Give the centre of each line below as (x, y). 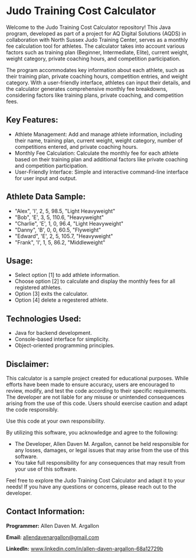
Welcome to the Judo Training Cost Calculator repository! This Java (89, 27)
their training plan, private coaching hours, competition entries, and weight (97, 76)
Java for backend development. (53, 333)
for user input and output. (46, 178)
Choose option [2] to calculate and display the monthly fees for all (95, 281)
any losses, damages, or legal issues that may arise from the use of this (102, 450)
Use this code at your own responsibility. (55, 421)
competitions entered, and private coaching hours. (76, 146)
